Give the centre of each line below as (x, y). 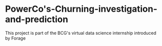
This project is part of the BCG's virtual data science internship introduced (81, 33)
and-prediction (37, 19)
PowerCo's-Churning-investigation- (81, 9)
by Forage (16, 38)
